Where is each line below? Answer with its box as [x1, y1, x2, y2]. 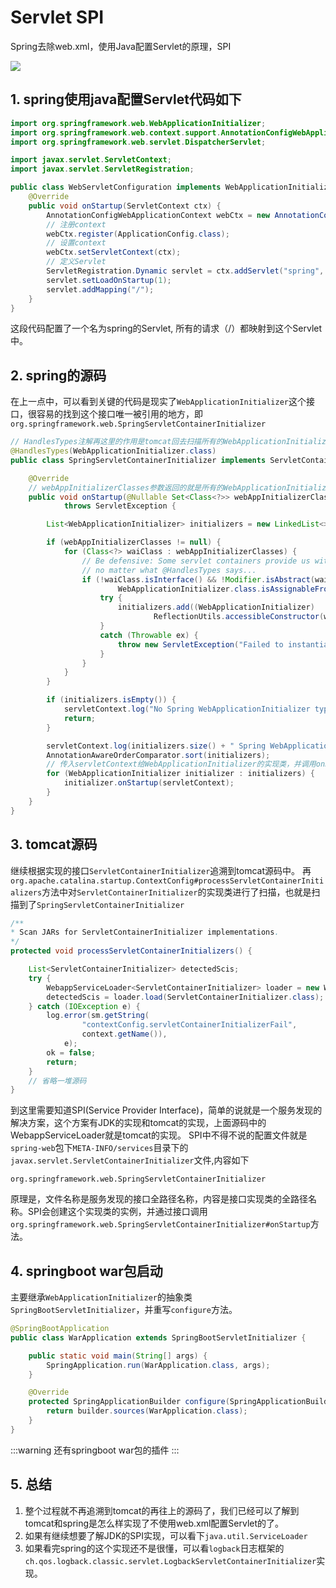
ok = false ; [46, 1047, 97, 1058]
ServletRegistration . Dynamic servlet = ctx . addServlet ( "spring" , [46, 266, 325, 276]
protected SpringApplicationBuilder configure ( [28, 1397, 230, 1407]
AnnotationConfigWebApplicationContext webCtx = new [46, 210, 271, 220]
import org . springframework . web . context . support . [10, 127, 222, 138]
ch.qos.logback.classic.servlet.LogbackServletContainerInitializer [24, 1556, 317, 1566]
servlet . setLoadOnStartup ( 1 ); [46, 275, 172, 285]
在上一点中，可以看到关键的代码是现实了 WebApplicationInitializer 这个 [10, 396, 307, 408]
